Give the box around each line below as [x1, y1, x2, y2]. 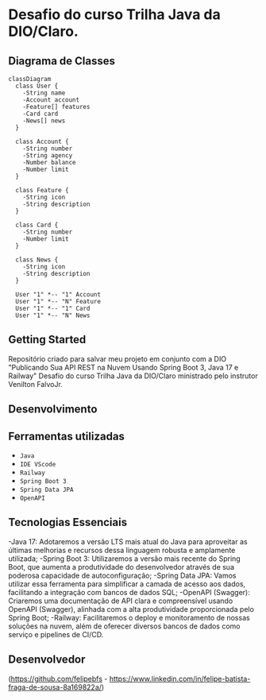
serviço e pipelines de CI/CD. [8, 629, 104, 639]
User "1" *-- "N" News [15, 311, 91, 319]
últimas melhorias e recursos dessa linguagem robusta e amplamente [8, 545, 236, 555]
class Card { [15, 221, 59, 229]
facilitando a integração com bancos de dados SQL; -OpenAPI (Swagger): [8, 587, 250, 597]
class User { [15, 82, 59, 90]
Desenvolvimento [8, 403, 98, 416]
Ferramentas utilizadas [8, 429, 125, 443]
